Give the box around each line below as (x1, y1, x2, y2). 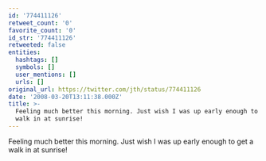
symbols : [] (15, 63, 56, 71)
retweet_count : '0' (8, 19, 73, 27)
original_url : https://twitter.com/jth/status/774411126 (8, 85, 201, 94)
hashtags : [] (15, 56, 59, 64)
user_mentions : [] (15, 71, 77, 79)
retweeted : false (8, 41, 66, 49)
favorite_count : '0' (8, 26, 77, 34)
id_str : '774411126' (8, 33, 77, 42)
